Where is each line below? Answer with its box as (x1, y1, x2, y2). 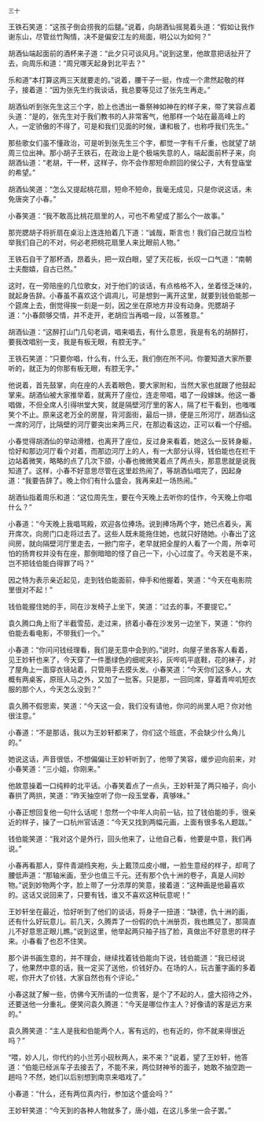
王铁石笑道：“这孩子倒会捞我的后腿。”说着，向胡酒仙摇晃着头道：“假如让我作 (8, 22, 255, 31)
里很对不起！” (8, 585, 53, 594)
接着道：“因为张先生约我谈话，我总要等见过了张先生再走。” (21, 85, 211, 94)
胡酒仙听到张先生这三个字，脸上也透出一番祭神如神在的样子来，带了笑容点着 (8, 102, 256, 111)
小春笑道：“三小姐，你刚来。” (8, 765, 101, 773)
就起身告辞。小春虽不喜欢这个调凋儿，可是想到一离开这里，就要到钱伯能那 (8, 291, 249, 300)
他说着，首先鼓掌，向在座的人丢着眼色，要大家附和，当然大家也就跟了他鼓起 (8, 380, 256, 390)
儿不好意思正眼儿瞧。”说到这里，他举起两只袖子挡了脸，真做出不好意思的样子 (8, 927, 256, 935)
